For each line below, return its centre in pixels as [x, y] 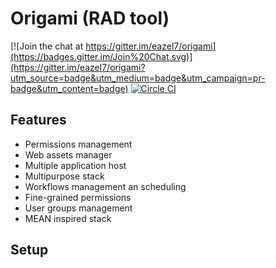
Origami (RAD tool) [90, 18]
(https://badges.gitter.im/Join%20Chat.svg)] [101, 56]
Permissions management [78, 144]
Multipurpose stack [64, 176]
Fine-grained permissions [78, 197]
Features [38, 120]
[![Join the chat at [47, 46]
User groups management [78, 208]
